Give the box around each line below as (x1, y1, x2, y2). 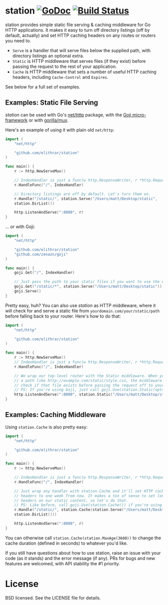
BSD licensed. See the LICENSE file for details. (5, 594, 101, 600)
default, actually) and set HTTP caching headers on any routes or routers (5, 32, 156, 38)
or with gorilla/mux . (28, 117, 69, 123)
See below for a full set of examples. (5, 83, 81, 90)
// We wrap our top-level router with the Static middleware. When (14, 373, 157, 378)
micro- (132, 112, 146, 118)
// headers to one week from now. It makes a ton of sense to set (14, 493, 155, 498)
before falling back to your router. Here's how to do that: (5, 313, 121, 319)
